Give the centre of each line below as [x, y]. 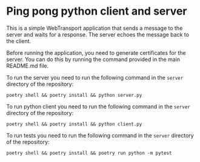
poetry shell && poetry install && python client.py [74, 124]
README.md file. [28, 66]
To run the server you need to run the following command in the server [95, 77]
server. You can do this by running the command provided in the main [93, 59]
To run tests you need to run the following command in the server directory [100, 135]
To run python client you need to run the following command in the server [98, 106]
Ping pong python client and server [97, 11]
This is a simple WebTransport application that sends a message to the [95, 28]
